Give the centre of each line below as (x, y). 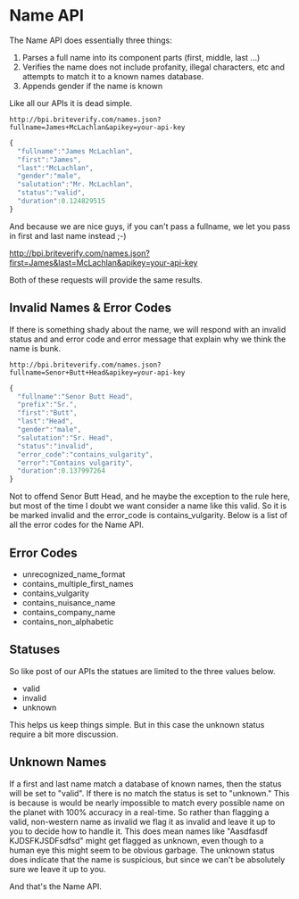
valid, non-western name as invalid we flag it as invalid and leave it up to (142, 821)
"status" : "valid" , (52, 193)
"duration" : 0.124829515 (61, 202)
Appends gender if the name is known (92, 86)
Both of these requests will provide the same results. (106, 280)
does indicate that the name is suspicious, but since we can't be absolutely (147, 859)
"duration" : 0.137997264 (61, 471)
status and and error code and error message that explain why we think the (148, 339)
